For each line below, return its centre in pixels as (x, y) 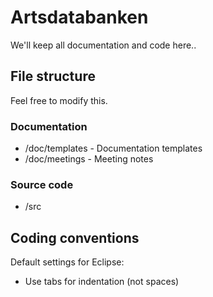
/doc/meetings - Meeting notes (89, 159)
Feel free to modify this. (59, 100)
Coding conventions (75, 237)
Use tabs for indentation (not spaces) (102, 282)
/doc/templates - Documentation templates (113, 148)
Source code (42, 184)
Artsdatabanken (79, 17)
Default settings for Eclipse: (67, 262)
